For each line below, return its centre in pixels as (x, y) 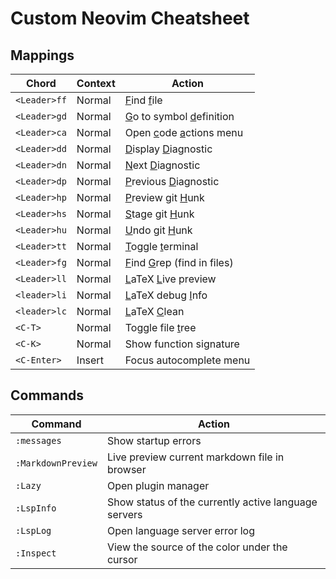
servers (124, 514)
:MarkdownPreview (56, 463)
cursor (122, 559)
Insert (90, 360)
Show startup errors (154, 440)
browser (126, 469)
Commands (47, 395)
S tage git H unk (159, 214)
